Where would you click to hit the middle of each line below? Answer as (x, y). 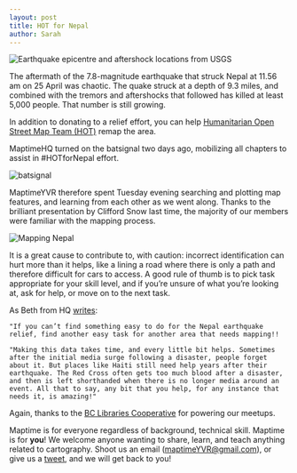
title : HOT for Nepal (49, 26)
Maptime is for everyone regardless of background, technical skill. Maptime (147, 430)
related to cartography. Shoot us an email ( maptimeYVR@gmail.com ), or (141, 449)
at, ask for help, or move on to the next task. (90, 293)
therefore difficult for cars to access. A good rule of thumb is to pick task (142, 274)
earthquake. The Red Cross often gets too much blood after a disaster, (146, 373)
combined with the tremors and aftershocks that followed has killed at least (146, 95)
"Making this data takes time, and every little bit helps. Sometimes (142, 350)
